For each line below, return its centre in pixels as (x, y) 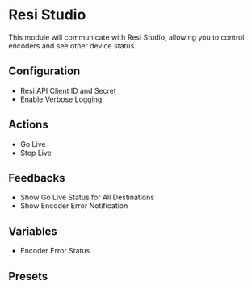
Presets (28, 276)
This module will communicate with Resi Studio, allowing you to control (126, 37)
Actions (28, 125)
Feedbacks (37, 178)
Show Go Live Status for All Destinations (87, 197)
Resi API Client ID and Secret (68, 90)
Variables (33, 231)
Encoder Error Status (55, 251)
